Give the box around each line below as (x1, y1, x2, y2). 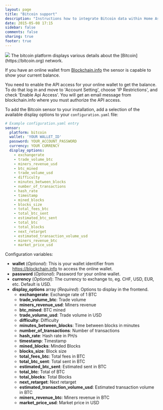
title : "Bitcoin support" (5, 12, 57, 16)
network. (45, 58, 63, 63)
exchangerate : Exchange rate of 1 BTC (19, 292, 97, 298)
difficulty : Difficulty (19, 317, 59, 323)
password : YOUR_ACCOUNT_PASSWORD (9, 139, 77, 144)
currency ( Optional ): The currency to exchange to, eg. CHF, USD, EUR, (12, 276, 154, 282)
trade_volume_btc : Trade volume (19, 297, 86, 303)
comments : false (5, 30, 38, 34)
